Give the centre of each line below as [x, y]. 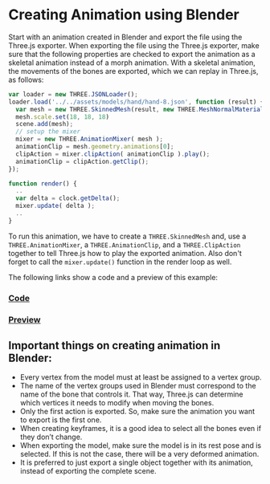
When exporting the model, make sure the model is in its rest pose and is [141, 445]
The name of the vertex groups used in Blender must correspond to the [138, 386]
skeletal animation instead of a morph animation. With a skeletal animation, [132, 63]
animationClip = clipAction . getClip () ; [82, 161]
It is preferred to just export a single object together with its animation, [136, 462]
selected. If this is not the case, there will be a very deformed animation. [139, 454]
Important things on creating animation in [115, 346]
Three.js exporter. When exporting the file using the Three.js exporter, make [134, 45]
